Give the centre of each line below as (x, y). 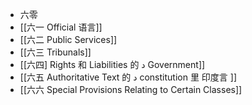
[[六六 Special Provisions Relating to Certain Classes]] (131, 89)
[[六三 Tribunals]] (55, 52)
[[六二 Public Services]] (68, 39)
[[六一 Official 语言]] (61, 27)
